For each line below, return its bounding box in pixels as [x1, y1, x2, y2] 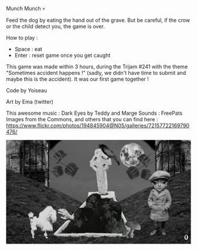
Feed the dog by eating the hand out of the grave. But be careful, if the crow [6, 17, 191, 23]
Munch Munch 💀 [6, 5, 46, 12]
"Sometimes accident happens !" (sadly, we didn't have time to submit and [6, 70, 186, 76]
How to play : [6, 35, 38, 41]
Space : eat [14, 46, 43, 52]
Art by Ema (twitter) [6, 98, 54, 105]
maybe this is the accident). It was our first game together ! [6, 76, 150, 83]
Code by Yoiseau [6, 87, 47, 94]
